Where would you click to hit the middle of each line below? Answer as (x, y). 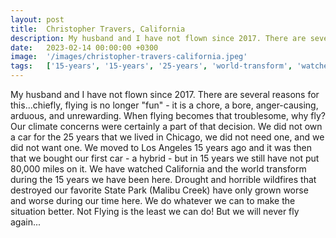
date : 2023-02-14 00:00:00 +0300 (84, 47)
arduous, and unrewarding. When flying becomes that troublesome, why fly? (168, 115)
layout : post (37, 19)
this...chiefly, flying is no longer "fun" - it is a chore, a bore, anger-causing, (164, 105)
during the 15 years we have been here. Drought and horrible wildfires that (163, 179)
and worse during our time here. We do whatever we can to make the (153, 200)
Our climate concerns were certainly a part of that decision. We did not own (166, 126)
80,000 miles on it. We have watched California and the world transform (158, 169)
